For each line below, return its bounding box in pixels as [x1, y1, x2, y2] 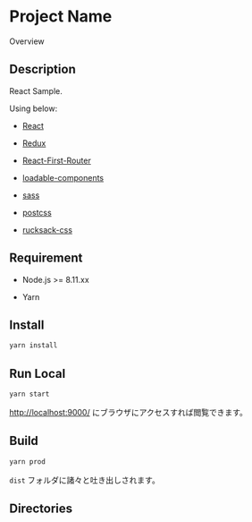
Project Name [9, 6, 113, 27]
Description [9, 62, 76, 77]
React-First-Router [21, 155, 91, 166]
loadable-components [21, 172, 105, 183]
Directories [9, 501, 73, 517]
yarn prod [9, 457, 46, 466]
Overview [9, 36, 45, 47]
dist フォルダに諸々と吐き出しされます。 [9, 475, 161, 485]
